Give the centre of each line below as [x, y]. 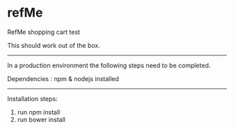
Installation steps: [32, 98]
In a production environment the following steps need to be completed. [109, 65]
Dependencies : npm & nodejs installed [63, 78]
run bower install [41, 119]
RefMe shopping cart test [44, 32]
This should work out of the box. [54, 45]
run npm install [39, 112]
